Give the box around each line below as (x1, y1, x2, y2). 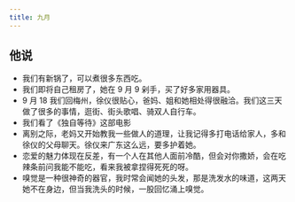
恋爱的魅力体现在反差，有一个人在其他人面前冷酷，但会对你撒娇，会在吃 (21, 151, 286, 161)
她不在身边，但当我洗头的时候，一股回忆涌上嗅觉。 (21, 183, 209, 195)
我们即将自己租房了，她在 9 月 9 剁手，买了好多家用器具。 (21, 84, 235, 95)
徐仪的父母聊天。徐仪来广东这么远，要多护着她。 (21, 139, 201, 151)
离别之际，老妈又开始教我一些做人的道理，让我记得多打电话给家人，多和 (21, 128, 286, 139)
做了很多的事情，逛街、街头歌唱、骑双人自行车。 (21, 106, 201, 117)
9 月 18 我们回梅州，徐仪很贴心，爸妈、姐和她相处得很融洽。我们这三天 (21, 95, 283, 106)
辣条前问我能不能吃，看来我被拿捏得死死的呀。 (21, 161, 193, 173)
